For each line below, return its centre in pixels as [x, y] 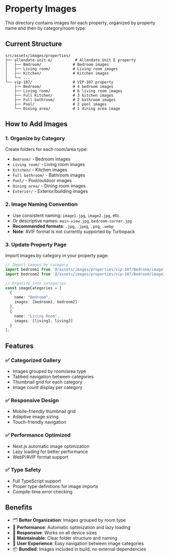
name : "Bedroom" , [32, 297]
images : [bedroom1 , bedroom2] [46, 302]
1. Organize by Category [35, 138]
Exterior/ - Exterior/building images [50, 191]
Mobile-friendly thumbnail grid [44, 411]
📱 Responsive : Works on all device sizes [55, 532]
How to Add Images [36, 124]
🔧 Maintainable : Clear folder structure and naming [65, 538]
